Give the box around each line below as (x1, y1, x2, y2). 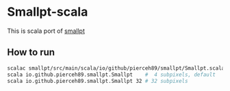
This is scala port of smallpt (7, 27, 86, 35)
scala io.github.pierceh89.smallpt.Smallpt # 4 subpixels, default (7, 71, 216, 78)
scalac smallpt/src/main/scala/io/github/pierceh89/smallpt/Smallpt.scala (7, 64, 225, 72)
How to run (7, 47, 55, 58)
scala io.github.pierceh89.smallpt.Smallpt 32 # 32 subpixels (7, 77, 188, 84)
